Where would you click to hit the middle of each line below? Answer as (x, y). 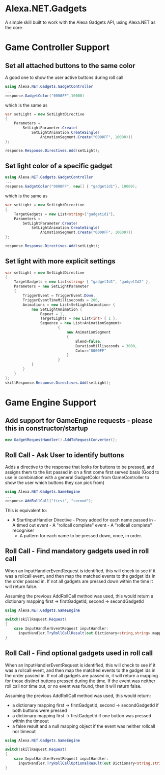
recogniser (23, 530)
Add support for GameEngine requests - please (79, 421)
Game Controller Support (57, 48)
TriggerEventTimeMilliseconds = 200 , (61, 300)
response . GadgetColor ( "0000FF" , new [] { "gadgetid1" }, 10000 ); (71, 186)
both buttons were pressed (40, 710)
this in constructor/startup (47, 428)
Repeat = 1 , (52, 314)
